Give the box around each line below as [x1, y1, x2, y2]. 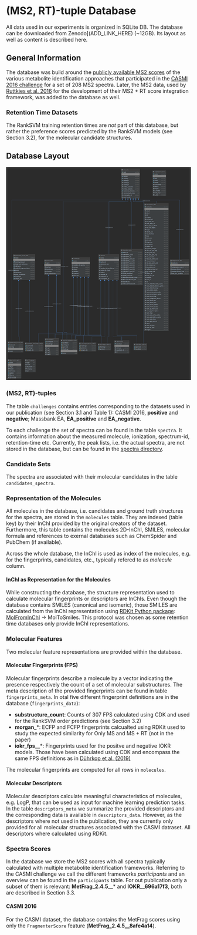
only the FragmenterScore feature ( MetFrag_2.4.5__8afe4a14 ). [6, 922, 157, 929]
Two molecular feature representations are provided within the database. [6, 648, 182, 655]
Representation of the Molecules [6, 494, 101, 502]
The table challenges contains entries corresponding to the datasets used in [6, 402, 191, 409]
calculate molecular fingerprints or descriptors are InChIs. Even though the [6, 595, 186, 603]
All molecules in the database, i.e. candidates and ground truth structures [6, 507, 184, 514]
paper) [14, 736, 31, 743]
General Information [6, 53, 81, 63]
